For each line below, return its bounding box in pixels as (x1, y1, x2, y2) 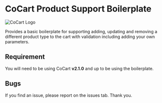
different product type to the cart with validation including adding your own (5, 34, 155, 39)
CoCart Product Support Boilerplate (5, 3, 152, 14)
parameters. (5, 39, 30, 44)
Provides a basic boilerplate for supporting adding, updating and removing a (5, 28, 158, 34)
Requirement (5, 53, 45, 61)
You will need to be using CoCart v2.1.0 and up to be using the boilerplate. (5, 65, 154, 71)
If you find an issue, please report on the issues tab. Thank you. (5, 92, 132, 98)
